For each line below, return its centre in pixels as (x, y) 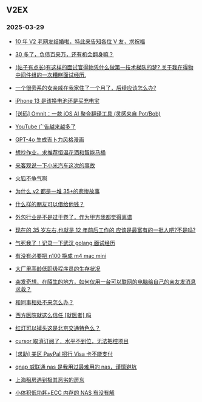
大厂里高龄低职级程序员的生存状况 (58, 269)
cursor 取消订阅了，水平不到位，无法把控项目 (72, 341)
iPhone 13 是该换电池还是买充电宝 (57, 100)
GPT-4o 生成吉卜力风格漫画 (50, 139)
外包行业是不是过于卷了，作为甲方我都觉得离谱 (73, 217)
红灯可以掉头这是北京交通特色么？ (58, 328)
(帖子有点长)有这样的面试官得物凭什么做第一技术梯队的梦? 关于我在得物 (104, 67)
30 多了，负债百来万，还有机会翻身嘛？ (64, 54)
